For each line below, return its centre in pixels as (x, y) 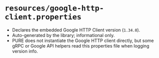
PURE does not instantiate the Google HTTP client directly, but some (83, 40)
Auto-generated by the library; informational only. (63, 35)
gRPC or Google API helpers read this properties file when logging (81, 45)
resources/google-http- (54, 8)
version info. (25, 51)
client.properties (43, 17)
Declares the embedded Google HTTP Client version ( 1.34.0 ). (76, 30)
